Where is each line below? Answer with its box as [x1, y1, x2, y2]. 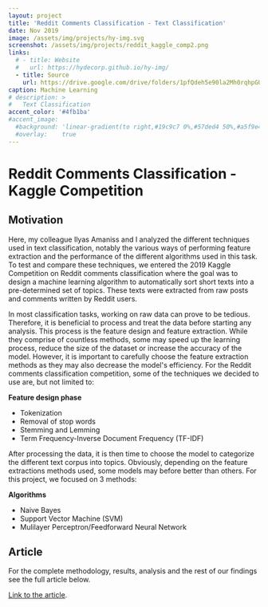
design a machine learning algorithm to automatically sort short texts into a [8, 277, 254, 286]
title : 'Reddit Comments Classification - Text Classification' [8, 19, 227, 27]
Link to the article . [8, 590, 68, 600]
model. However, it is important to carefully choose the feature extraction [8, 352, 249, 361]
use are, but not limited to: [8, 376, 94, 387]
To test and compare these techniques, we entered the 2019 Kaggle [8, 260, 231, 270]
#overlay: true [15, 130, 77, 138]
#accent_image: [8, 116, 59, 124]
